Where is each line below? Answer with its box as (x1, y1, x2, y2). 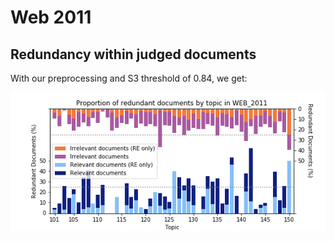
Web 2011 (10, 6, 92, 29)
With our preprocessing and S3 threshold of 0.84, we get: (10, 72, 248, 84)
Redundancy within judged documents (10, 46, 257, 63)
